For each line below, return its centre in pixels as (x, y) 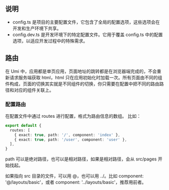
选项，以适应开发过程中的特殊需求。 (50, 41)
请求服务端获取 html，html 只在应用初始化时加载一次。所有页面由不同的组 (86, 77)
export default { (23, 125)
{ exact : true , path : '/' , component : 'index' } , (67, 135)
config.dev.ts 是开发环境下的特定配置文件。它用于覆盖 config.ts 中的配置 (88, 35)
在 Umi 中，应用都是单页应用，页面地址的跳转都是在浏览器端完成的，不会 (81, 71)
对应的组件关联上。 (34, 90)
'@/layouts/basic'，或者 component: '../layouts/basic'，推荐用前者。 (76, 182)
